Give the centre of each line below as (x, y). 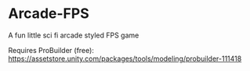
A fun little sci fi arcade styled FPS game (74, 35)
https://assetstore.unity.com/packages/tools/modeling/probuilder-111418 (125, 59)
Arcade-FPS (49, 14)
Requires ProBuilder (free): (51, 50)
